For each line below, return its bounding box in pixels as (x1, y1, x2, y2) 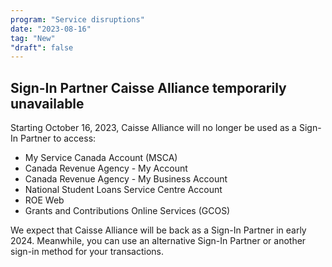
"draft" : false (10, 42, 74, 53)
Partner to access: (19, 132, 97, 145)
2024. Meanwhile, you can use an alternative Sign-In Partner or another (10, 235, 307, 247)
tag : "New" (10, 33, 56, 43)
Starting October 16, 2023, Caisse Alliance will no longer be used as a (10, 122, 297, 134)
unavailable (10, 95, 85, 112)
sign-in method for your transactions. (10, 246, 165, 258)
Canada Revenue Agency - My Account (24, 162, 188, 175)
